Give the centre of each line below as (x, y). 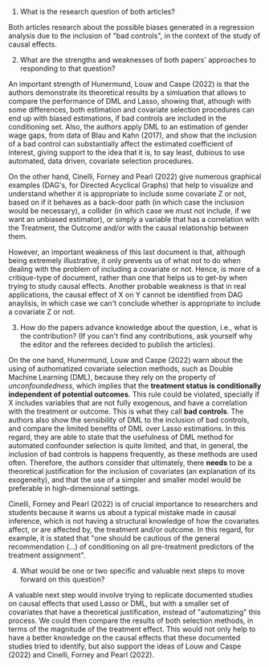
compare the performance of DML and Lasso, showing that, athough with (130, 101)
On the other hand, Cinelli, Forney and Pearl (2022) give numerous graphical (135, 177)
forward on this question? (62, 579)
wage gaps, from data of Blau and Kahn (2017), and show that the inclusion (132, 135)
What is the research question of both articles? (97, 12)
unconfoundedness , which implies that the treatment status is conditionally (135, 386)
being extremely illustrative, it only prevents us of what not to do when (124, 260)
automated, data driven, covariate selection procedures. (101, 161)
